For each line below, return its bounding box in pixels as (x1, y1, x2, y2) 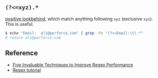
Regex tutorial (12, 67, 41, 73)
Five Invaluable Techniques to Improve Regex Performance (12, 62, 133, 68)
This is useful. (5, 21, 34, 27)
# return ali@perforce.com (5, 35, 61, 40)
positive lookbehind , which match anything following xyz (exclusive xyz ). (5, 16, 153, 22)
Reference (5, 49, 38, 57)
